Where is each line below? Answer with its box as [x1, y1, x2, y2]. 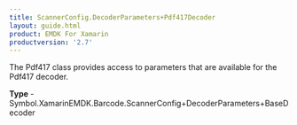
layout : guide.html [9, 21, 82, 30]
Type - [9, 89, 35, 99]
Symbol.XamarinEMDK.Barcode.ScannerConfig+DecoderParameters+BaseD [9, 98, 289, 109]
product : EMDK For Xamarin [9, 29, 109, 38]
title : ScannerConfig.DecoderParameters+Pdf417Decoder [9, 12, 216, 22]
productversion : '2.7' [9, 37, 93, 47]
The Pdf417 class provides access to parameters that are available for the [9, 62, 277, 73]
